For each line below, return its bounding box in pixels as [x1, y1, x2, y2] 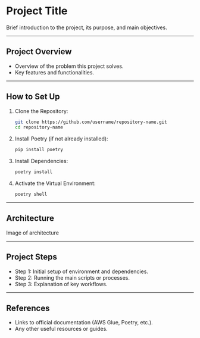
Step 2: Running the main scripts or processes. [14, 274, 130, 281]
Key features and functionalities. [14, 68, 94, 76]
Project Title [6, 4, 68, 18]
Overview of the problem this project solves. [14, 62, 124, 70]
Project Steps [6, 252, 58, 262]
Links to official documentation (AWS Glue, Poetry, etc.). [14, 319, 153, 326]
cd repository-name [14, 124, 64, 130]
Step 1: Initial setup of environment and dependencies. [14, 268, 149, 275]
